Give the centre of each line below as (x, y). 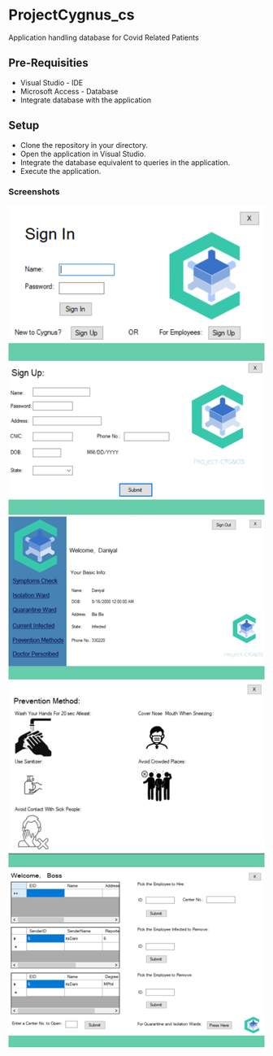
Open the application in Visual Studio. (83, 154)
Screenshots (34, 192)
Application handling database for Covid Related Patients (104, 37)
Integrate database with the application (86, 100)
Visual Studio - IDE (52, 82)
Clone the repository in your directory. (84, 145)
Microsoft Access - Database (69, 91)
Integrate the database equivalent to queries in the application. (125, 162)
